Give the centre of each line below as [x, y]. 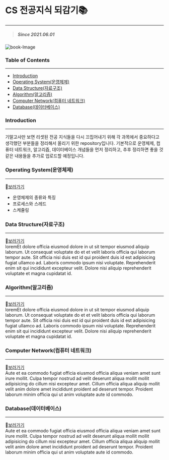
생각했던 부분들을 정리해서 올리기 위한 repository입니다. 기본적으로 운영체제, [80, 143]
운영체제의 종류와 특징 [34, 197]
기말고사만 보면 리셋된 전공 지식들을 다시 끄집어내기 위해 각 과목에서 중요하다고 [82, 137]
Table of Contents [28, 60]
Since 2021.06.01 [36, 34]
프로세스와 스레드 [29, 204]
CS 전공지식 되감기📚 [47, 10]
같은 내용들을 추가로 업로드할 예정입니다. [45, 156]
